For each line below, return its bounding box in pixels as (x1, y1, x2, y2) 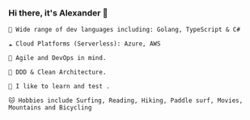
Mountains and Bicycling (8, 104, 92, 112)
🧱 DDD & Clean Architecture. (8, 68, 107, 76)
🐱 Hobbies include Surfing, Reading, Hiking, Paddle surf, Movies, (8, 96, 244, 105)
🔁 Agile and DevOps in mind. (8, 54, 107, 62)
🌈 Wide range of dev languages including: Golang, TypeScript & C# (8, 26, 241, 34)
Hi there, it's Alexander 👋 (8, 7, 108, 19)
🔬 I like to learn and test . (8, 83, 111, 91)
